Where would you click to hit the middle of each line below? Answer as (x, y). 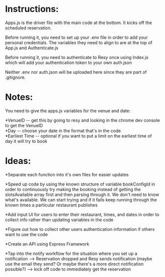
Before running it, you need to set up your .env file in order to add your (77, 37)
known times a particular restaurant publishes (51, 205)
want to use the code (27, 234)
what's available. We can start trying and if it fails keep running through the (81, 199)
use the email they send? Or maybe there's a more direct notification (74, 264)
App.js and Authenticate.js (32, 48)
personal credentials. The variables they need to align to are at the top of (79, 42)
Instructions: (32, 9)
